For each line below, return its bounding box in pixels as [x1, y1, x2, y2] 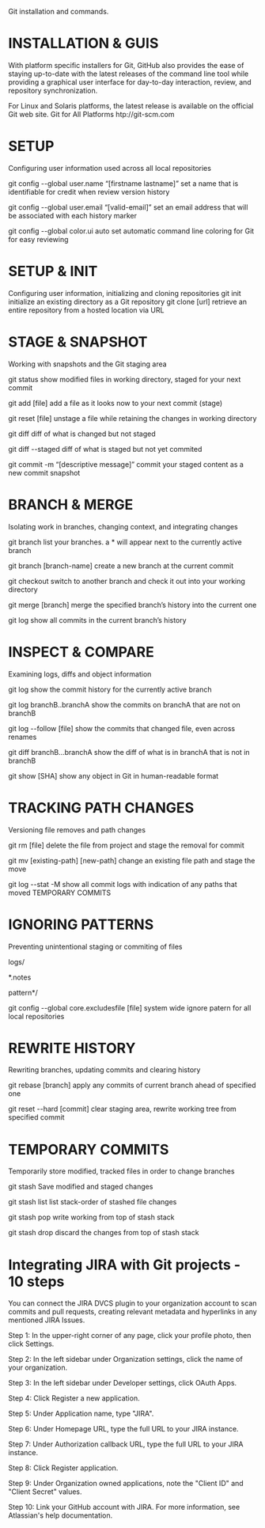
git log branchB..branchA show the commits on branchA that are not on [8, 700, 240, 709]
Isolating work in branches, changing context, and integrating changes [8, 521, 239, 531]
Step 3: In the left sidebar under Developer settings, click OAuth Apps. [8, 1378, 237, 1388]
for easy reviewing [8, 234, 69, 244]
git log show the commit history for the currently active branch [8, 684, 212, 694]
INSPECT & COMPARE [8, 643, 154, 661]
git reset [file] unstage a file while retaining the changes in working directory [8, 413, 257, 423]
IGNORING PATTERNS [8, 916, 154, 933]
